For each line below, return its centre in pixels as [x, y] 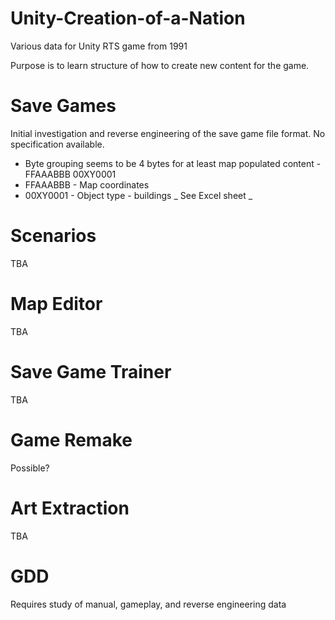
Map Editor [56, 304]
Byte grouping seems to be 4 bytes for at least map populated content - [173, 163]
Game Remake [71, 439]
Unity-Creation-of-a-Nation [128, 18]
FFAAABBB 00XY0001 [70, 174]
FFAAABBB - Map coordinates [87, 184]
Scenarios [53, 236]
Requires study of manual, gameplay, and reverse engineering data [148, 604]
